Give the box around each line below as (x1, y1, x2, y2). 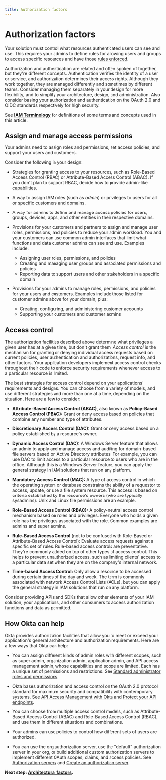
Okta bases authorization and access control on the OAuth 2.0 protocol (12, 683, 158, 689)
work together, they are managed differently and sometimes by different (5, 81, 152, 87)
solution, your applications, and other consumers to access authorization (5, 599, 154, 606)
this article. (5, 117, 28, 123)
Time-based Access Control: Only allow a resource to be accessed (12, 569, 151, 575)
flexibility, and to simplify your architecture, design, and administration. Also (5, 91, 160, 97)
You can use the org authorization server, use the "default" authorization (12, 744, 161, 750)
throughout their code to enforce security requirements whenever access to (5, 365, 160, 371)
